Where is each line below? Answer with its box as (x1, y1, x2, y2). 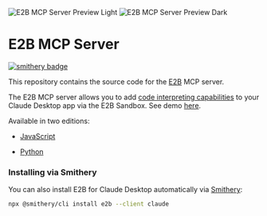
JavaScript (19, 131, 56, 141)
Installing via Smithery (8, 167, 97, 178)
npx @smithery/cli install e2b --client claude (8, 200, 170, 208)
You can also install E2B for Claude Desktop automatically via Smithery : (8, 185, 243, 195)
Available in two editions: (8, 116, 90, 125)
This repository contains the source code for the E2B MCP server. (8, 76, 225, 87)
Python (19, 147, 44, 156)
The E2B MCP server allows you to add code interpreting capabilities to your (8, 92, 260, 102)
